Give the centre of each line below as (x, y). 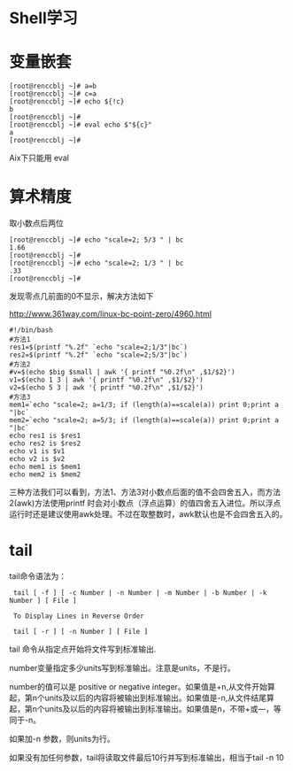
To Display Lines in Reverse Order (78, 616)
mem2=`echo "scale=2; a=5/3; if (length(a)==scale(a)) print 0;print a (144, 420)
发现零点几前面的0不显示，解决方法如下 (81, 297)
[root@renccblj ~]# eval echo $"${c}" (81, 125)
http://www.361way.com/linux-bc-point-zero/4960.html (111, 314)
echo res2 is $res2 (45, 443)
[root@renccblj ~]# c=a (53, 94)
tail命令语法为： (38, 576)
